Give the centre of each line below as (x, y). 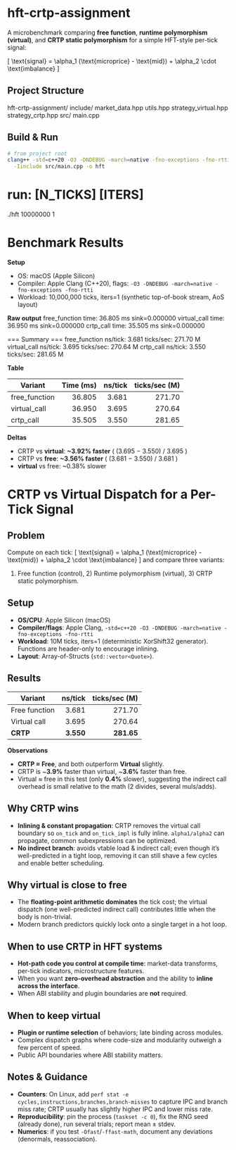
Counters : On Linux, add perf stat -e (73, 1094)
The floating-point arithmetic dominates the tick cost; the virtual (112, 902)
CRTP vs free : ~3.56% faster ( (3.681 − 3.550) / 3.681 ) (98, 458)
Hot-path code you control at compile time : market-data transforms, (118, 963)
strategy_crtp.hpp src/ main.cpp (53, 115)
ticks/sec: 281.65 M (35, 354)
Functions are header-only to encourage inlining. (88, 649)
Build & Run (33, 138)
